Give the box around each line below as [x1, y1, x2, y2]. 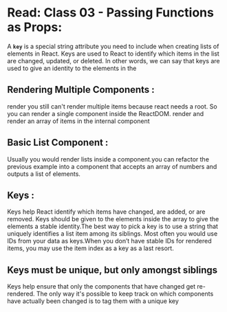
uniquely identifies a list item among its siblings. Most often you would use [7, 230, 218, 238]
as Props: [7, 19, 63, 35]
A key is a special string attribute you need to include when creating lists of [7, 42, 219, 50]
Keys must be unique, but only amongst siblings [7, 264, 218, 276]
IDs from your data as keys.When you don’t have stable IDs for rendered [7, 237, 212, 245]
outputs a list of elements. [7, 170, 81, 178]
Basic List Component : [7, 137, 109, 148]
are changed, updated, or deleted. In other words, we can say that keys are [7, 56, 220, 65]
